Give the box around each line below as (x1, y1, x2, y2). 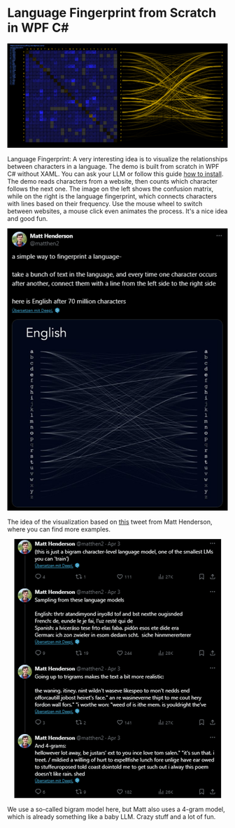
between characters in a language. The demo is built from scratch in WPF (7, 162, 220, 170)
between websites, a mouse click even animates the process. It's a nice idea (7, 207, 228, 215)
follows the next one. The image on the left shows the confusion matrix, (7, 184, 214, 193)
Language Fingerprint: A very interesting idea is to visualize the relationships (7, 154, 228, 163)
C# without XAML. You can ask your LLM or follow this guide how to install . (7, 170, 224, 178)
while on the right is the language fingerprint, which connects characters (7, 191, 217, 201)
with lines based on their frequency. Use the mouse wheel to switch (7, 199, 203, 208)
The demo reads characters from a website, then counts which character (7, 177, 218, 185)
